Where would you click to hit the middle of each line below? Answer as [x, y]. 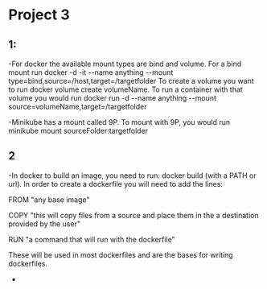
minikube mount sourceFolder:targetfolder [78, 131]
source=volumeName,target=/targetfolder [78, 107]
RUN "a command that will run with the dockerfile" [92, 239]
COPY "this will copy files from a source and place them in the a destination [133, 215]
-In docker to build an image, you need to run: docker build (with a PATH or [133, 175]
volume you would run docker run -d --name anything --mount [113, 98]
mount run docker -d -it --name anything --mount [91, 72]
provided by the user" [44, 224]
